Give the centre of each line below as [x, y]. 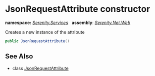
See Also [19, 57]
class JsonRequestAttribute [40, 68]
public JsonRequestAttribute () [37, 41]
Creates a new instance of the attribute [45, 32]
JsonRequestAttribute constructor [77, 9]
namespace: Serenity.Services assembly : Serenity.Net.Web [68, 23]
